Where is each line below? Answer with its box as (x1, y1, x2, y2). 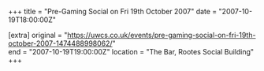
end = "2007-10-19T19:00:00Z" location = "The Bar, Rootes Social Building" (8, 47, 255, 56)
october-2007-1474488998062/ (8, 39, 113, 48)
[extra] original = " (8, 31, 68, 39)
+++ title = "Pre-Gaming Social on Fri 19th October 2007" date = (8, 7, 218, 16)
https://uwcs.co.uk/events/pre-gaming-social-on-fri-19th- (66, 31, 256, 39)
